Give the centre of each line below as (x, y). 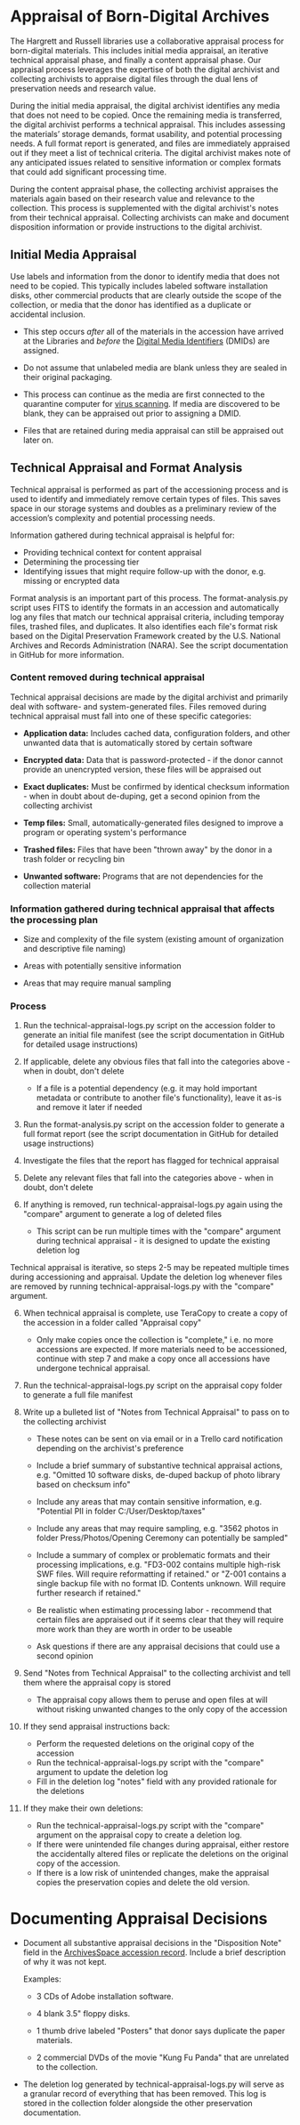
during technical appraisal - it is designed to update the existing (153, 1241)
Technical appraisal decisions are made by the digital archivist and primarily (149, 697)
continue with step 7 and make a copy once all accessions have (153, 1359)
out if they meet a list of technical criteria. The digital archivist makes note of (150, 152)
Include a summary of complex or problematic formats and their (153, 1555)
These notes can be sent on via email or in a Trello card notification (159, 1439)
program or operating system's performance (105, 832)
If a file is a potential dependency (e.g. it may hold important (146, 1089)
